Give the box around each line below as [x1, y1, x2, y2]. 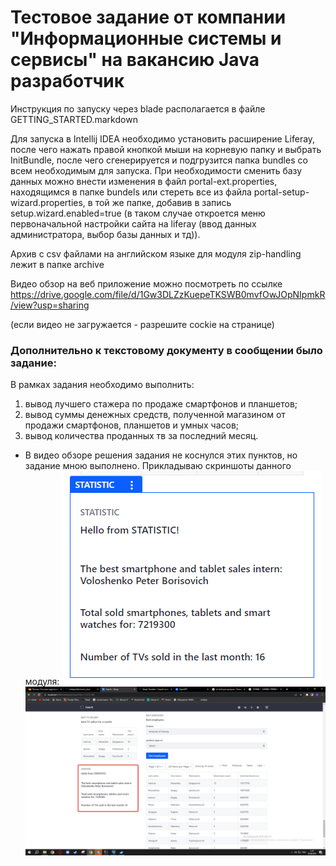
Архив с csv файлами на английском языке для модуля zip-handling [10, 247, 302, 260]
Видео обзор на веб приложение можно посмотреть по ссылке [10, 277, 283, 290]
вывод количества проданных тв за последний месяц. [24, 430, 259, 442]
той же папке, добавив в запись [94, 196, 232, 208]
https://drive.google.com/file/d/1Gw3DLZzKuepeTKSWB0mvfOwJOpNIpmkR [10, 288, 326, 300]
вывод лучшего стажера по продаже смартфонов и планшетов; [24, 398, 298, 410]
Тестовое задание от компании [10, 6, 287, 29]
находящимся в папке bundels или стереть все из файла [10, 186, 252, 198]
